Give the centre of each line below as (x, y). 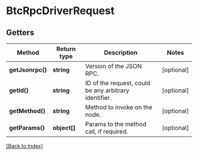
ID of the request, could (118, 83)
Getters (20, 33)
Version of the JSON (113, 66)
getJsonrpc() (28, 70)
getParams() (27, 128)
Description (121, 53)
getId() (19, 90)
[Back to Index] (24, 146)
